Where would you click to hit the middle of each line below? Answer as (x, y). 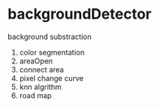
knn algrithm (40, 87)
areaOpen (36, 61)
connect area (41, 69)
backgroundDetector (80, 14)
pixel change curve (52, 78)
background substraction (50, 37)
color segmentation (52, 52)
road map (35, 95)
